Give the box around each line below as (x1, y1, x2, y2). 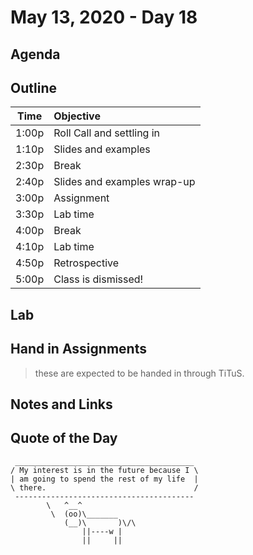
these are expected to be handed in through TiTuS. (34, 367, 245, 379)
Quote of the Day (10, 430, 118, 447)
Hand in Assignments (10, 341, 147, 358)
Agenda (10, 46, 61, 63)
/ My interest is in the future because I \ (10, 465, 199, 475)
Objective (53, 109, 101, 123)
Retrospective (53, 256, 120, 270)
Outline (10, 79, 57, 96)
